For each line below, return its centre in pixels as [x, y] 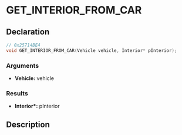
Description [28, 124]
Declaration [28, 32]
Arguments [23, 65]
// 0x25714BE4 [23, 45]
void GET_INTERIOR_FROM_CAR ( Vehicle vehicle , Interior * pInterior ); [92, 50]
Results [17, 93]
